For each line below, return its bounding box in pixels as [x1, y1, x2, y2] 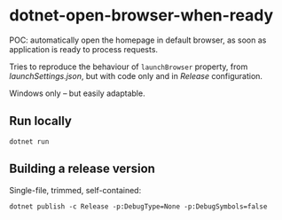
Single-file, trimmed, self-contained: [9, 185, 142, 195]
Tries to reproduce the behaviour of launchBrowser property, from [9, 61, 248, 72]
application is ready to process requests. [9, 43, 158, 54]
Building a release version [9, 161, 155, 177]
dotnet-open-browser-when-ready [9, 5, 274, 26]
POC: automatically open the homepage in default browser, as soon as [9, 35, 267, 45]
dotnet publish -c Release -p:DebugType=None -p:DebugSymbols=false [9, 201, 268, 211]
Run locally [9, 114, 73, 129]
